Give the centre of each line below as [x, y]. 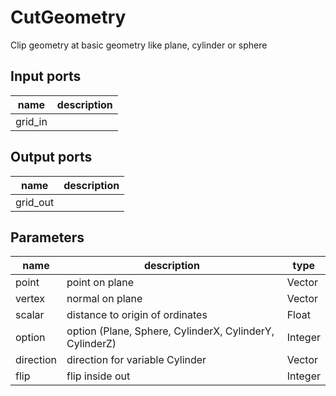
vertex [30, 299]
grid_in [31, 121]
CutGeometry [68, 17]
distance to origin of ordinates [137, 315]
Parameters [47, 237]
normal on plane [104, 299]
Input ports [46, 76]
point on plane [100, 283]
